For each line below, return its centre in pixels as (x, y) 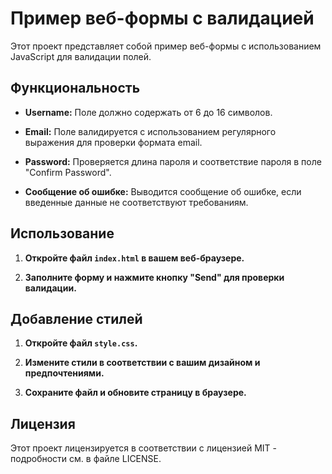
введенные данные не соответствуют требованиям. (136, 202)
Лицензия (43, 423)
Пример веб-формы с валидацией (162, 18)
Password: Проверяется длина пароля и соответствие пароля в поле (173, 161)
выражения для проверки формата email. (113, 142)
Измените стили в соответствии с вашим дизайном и (142, 363)
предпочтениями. (64, 373)
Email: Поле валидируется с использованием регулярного (150, 131)
